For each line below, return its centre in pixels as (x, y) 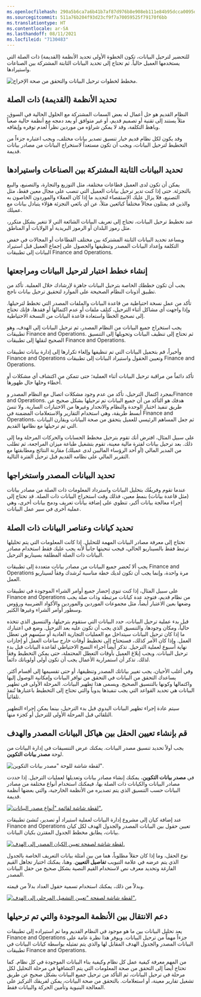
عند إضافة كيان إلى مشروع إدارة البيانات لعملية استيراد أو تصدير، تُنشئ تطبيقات (94, 819)
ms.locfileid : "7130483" (38, 39)
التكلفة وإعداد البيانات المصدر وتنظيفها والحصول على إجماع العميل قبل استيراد (93, 245)
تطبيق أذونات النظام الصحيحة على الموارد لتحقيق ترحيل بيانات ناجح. (82, 291)
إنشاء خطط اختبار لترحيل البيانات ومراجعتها (77, 271)
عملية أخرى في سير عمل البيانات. (44, 509)
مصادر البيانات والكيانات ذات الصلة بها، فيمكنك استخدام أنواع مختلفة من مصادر (93, 783)
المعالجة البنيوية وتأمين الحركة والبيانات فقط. (56, 987)
